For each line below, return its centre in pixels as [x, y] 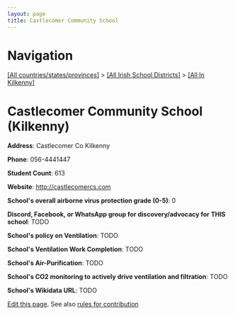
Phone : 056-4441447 [39, 159]
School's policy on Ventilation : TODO [63, 236]
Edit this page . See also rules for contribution [73, 304]
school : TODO [28, 222]
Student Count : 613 [36, 173]
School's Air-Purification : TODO [56, 263]
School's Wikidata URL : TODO [52, 290]
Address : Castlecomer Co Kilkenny [59, 146]
